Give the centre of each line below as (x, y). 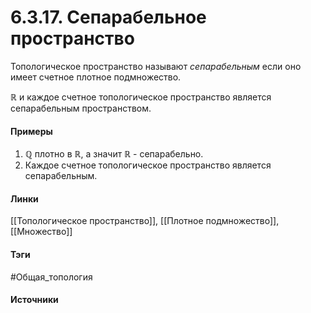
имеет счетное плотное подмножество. (96, 77)
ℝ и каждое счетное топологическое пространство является (141, 97)
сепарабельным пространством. (81, 108)
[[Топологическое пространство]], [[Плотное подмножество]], (145, 221)
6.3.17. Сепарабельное (108, 17)
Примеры (31, 131)
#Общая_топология (51, 277)
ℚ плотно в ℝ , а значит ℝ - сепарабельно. (114, 154)
